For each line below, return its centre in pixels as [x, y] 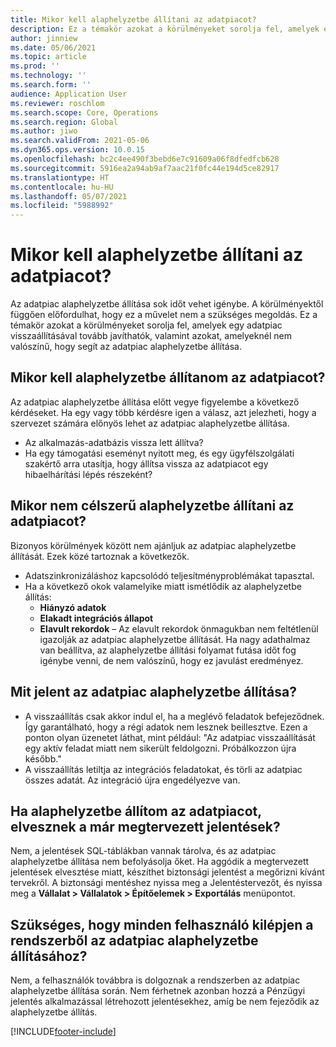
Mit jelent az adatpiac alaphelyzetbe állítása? [153, 692]
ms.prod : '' [35, 66]
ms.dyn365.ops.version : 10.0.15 [77, 150]
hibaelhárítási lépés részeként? [88, 474]
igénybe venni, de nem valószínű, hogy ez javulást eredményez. [171, 660]
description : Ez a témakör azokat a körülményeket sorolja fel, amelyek [165, 29]
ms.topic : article [48, 57]
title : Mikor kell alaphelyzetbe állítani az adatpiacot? [133, 19]
